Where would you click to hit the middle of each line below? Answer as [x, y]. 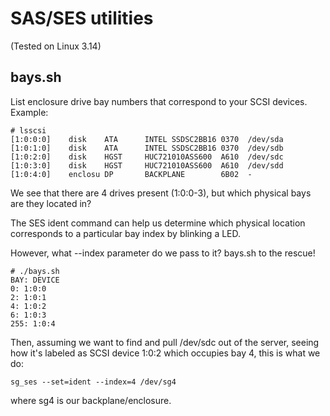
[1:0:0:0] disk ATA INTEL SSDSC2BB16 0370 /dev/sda [147, 139]
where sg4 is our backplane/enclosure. [91, 400]
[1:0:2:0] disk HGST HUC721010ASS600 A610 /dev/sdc [147, 157]
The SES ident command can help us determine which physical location [158, 223]
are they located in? [51, 203]
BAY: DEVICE [35, 280]
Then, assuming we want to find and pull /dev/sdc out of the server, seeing [165, 342]
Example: [29, 112]
